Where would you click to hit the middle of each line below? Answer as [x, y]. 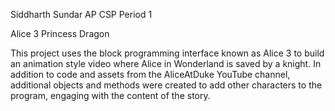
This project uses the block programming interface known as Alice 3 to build [167, 53]
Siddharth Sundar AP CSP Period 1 [81, 14]
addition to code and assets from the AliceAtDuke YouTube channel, [150, 74]
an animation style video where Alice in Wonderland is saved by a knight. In [166, 63]
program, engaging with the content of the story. [110, 95]
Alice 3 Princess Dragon [60, 33]
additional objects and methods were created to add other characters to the [166, 85]
